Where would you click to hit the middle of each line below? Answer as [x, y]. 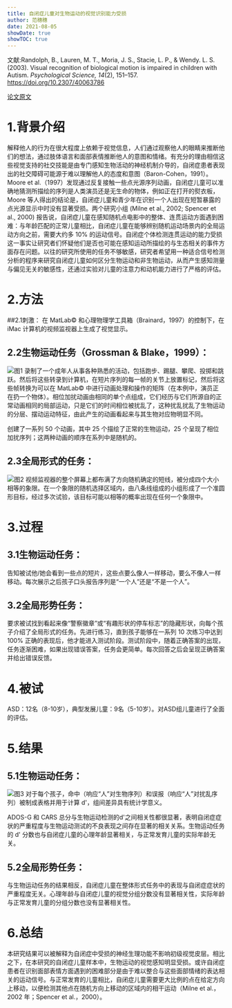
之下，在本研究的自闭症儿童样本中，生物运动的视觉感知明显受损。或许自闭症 [116, 962]
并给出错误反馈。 [31, 658]
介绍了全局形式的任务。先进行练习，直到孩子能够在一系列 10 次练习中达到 [118, 632]
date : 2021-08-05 [32, 26]
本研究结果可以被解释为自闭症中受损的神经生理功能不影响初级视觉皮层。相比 [116, 954]
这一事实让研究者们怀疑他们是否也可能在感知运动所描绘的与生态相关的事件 [113, 243]
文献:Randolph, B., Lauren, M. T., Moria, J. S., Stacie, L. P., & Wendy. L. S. [111, 60]
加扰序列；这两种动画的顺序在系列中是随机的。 [74, 437]
